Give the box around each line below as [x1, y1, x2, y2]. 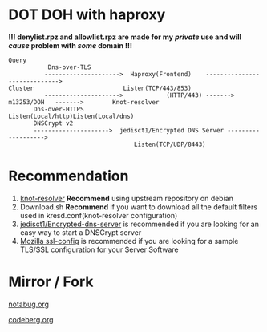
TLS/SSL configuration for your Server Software [19, 245, 179, 254]
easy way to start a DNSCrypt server [19, 227, 142, 237]
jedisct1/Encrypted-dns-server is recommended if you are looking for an [19, 219, 259, 229]
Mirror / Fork [8, 273, 94, 291]
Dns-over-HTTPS [33, 105, 84, 113]
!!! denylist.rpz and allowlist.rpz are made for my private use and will [8, 32, 242, 42]
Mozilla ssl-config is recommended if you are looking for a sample [19, 236, 239, 245]
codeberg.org [8, 314, 54, 324]
